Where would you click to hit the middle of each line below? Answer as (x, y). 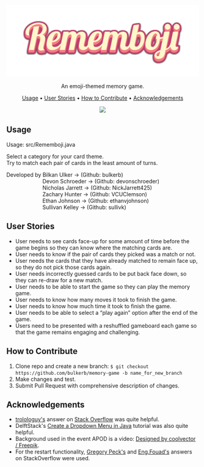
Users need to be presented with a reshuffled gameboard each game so (106, 325)
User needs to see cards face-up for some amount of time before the (102, 241)
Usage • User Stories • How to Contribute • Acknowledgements (103, 98)
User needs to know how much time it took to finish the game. (93, 306)
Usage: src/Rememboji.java (41, 144)
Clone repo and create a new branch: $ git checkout (82, 366)
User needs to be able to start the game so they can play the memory (103, 287)
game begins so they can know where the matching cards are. (93, 248)
